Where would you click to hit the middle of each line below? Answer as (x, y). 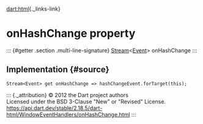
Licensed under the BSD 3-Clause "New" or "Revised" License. (86, 101)
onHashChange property (71, 34)
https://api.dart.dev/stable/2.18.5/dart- (54, 108)
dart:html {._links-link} (34, 9)
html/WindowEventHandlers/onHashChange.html (68, 114)
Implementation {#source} (58, 70)
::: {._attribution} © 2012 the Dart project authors (67, 95)
